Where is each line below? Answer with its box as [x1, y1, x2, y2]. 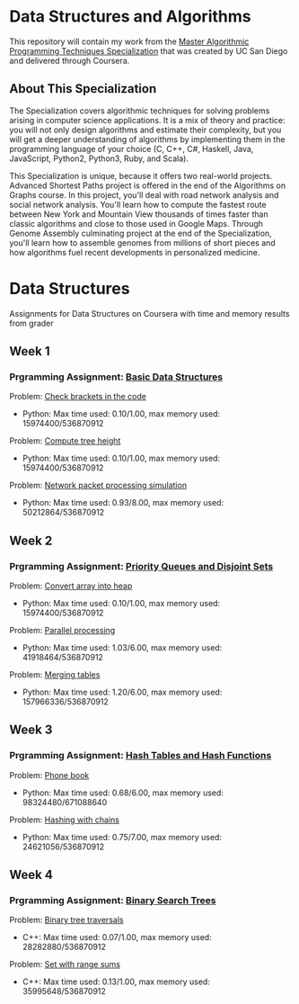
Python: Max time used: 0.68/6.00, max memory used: [22, 787, 224, 798]
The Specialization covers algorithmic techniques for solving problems [9, 105, 270, 116]
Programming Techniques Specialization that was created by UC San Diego [9, 45, 288, 56]
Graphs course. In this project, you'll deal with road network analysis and [9, 189, 279, 200]
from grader [9, 318, 54, 328]
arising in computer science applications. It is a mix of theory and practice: [9, 114, 286, 125]
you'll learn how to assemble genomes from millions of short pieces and [9, 237, 276, 248]
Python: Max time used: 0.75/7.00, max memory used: [22, 831, 223, 842]
